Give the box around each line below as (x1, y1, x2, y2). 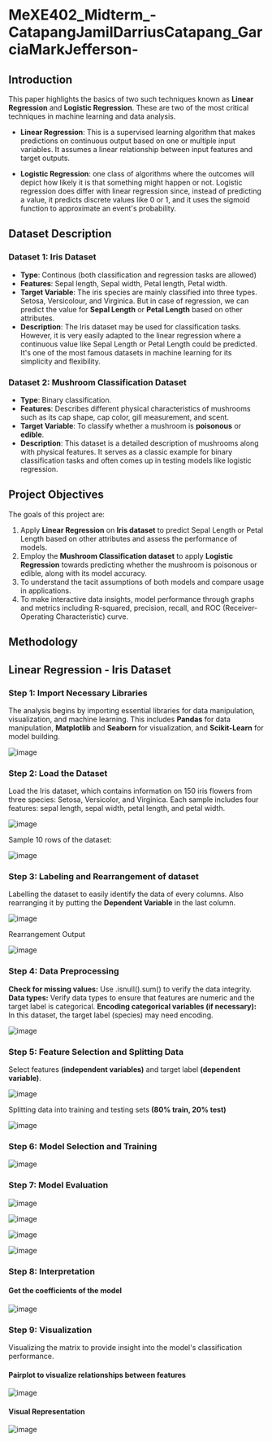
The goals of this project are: (8, 509, 106, 519)
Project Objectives (8, 488, 104, 502)
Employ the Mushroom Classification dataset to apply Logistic (19, 551, 234, 560)
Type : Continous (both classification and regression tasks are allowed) (19, 270, 257, 280)
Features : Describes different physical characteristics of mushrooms (19, 403, 251, 413)
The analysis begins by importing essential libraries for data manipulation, (8, 705, 256, 715)
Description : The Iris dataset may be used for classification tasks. (19, 321, 241, 331)
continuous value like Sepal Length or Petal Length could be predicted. (19, 339, 257, 349)
